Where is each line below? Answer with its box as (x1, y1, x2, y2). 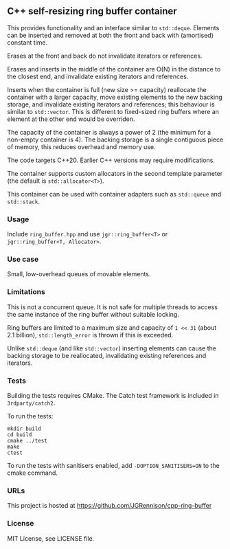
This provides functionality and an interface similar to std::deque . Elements (7, 23, 220, 32)
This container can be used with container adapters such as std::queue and (7, 190, 222, 198)
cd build (7, 432, 32, 438)
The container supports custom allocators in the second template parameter (7, 169, 223, 177)
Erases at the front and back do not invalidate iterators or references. (7, 52, 203, 60)
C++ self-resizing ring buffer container (7, 5, 177, 17)
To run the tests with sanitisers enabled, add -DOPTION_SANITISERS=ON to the (7, 462, 220, 469)
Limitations (7, 287, 46, 297)
